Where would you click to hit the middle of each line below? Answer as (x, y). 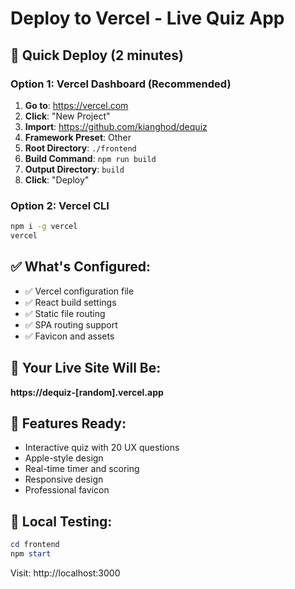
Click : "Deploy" (57, 179)
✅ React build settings (70, 302)
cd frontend (35, 545)
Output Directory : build (74, 169)
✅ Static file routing (65, 313)
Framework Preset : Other (78, 137)
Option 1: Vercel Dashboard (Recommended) (121, 84)
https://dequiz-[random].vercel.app (87, 392)
